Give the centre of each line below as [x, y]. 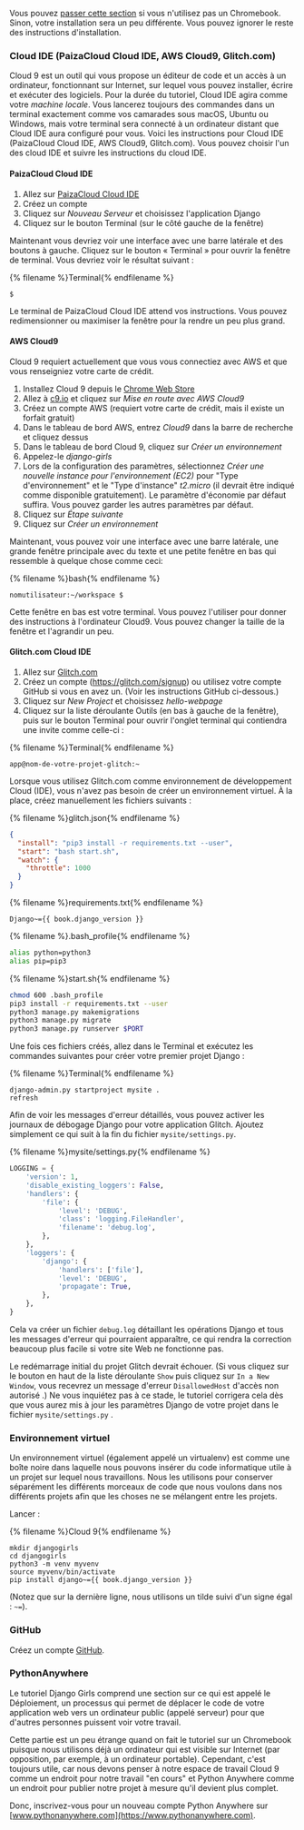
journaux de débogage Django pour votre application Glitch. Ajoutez [137, 1124]
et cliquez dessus [55, 437]
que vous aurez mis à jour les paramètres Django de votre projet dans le [144, 1405]
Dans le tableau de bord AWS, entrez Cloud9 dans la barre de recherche [157, 427]
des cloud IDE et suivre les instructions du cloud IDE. [108, 153]
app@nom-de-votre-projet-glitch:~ [75, 764]
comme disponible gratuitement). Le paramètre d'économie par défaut [154, 495]
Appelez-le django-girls [67, 456]
